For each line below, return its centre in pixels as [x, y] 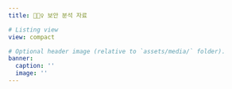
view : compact [32, 37]
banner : [21, 59]
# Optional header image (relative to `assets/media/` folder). [117, 51]
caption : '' [35, 66]
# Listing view [33, 30]
